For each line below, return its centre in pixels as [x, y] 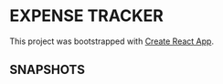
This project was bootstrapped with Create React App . [112, 41]
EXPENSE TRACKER [87, 16]
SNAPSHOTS [47, 70]
